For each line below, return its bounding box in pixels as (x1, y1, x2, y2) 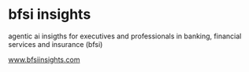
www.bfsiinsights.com (8, 55, 80, 64)
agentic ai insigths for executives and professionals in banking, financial (8, 31, 242, 41)
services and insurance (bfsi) (8, 39, 103, 49)
